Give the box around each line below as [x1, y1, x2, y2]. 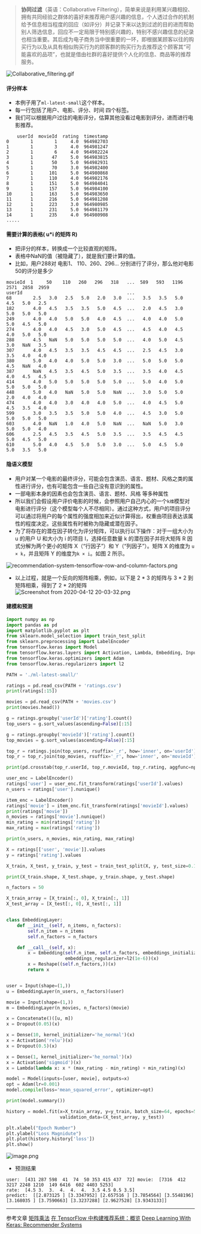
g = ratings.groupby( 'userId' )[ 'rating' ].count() [6, 715, 133, 721]
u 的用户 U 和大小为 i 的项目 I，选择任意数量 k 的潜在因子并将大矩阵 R [14, 535, 186, 542]
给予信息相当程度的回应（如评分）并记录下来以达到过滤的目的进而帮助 [20, 21, 194, 28]
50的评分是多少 [14, 268, 53, 275]
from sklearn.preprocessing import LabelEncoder [6, 639, 130, 645]
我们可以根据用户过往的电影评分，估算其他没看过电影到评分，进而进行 [14, 114, 188, 122]
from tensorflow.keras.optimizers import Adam [6, 655, 124, 661]
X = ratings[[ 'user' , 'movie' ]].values [6, 847, 106, 853]
